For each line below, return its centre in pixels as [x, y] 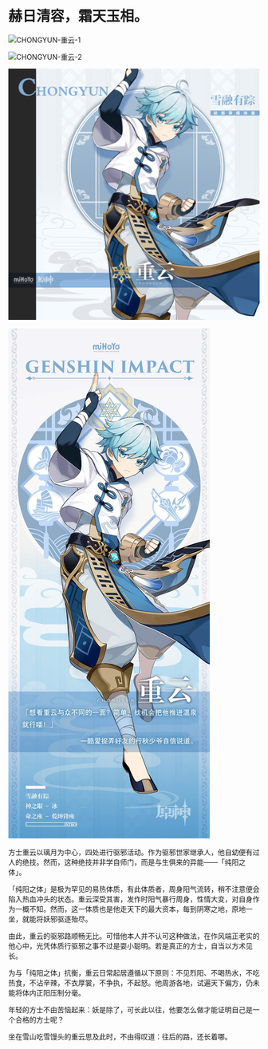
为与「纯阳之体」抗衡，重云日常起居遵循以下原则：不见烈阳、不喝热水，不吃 [134, 972]
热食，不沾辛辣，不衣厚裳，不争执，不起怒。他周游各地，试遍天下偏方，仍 [130, 983]
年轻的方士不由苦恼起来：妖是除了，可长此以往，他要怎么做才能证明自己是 [130, 1009]
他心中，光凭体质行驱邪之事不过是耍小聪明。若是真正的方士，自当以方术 [127, 945]
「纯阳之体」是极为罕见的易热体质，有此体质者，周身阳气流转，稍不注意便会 [134, 889]
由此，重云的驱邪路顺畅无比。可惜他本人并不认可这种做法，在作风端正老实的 [134, 936]
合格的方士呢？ [39, 1019]
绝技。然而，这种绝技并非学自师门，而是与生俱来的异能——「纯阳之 [134, 862]
